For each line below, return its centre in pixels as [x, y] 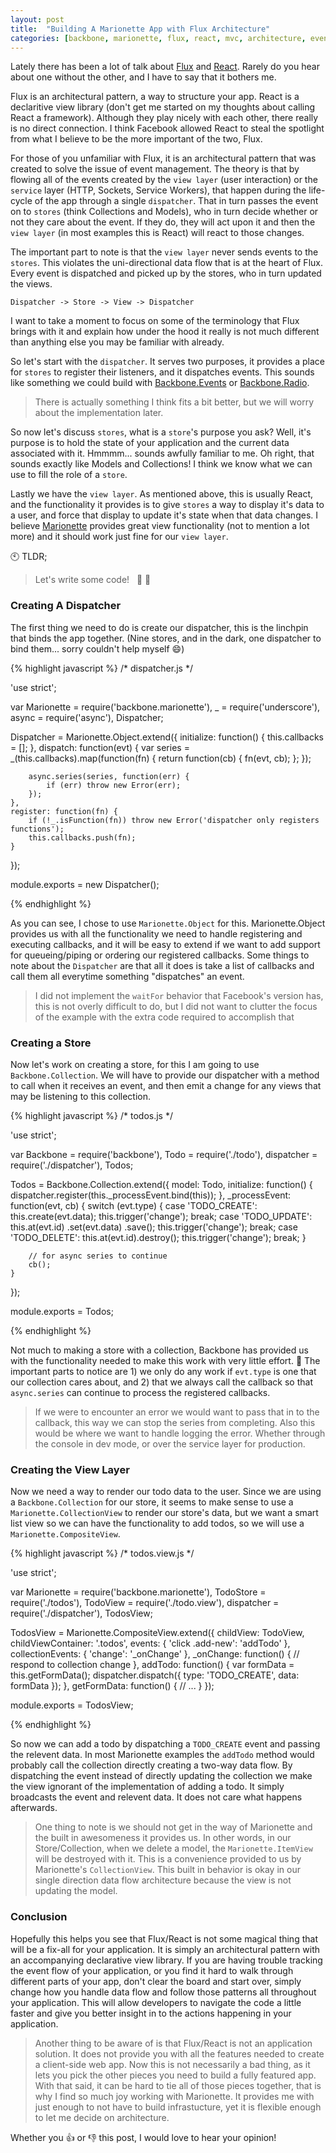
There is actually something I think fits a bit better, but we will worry [174, 402]
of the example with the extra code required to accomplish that [164, 1017]
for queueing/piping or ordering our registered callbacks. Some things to [160, 955]
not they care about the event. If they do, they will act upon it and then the [163, 222]
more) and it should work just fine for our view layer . [119, 537]
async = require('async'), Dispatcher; [87, 717]
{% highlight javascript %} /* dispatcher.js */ [101, 668]
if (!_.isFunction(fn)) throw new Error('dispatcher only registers [174, 820]
